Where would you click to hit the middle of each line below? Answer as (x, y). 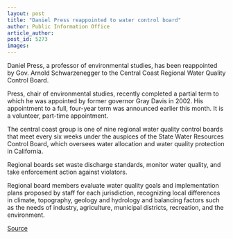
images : (18, 46)
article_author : (31, 33)
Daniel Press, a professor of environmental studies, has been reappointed (112, 65)
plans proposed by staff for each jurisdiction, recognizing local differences (114, 193)
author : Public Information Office (59, 26)
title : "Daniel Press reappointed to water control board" (94, 20)
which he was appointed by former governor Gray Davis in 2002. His (105, 101)
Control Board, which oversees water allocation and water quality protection (116, 144)
